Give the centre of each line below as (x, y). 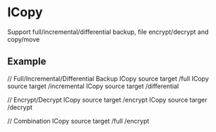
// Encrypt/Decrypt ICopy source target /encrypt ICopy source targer (107, 100)
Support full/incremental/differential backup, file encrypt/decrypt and (108, 32)
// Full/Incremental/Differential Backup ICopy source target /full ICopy (108, 78)
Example (27, 62)
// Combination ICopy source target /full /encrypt (78, 121)
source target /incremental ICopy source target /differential (93, 86)
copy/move (24, 39)
